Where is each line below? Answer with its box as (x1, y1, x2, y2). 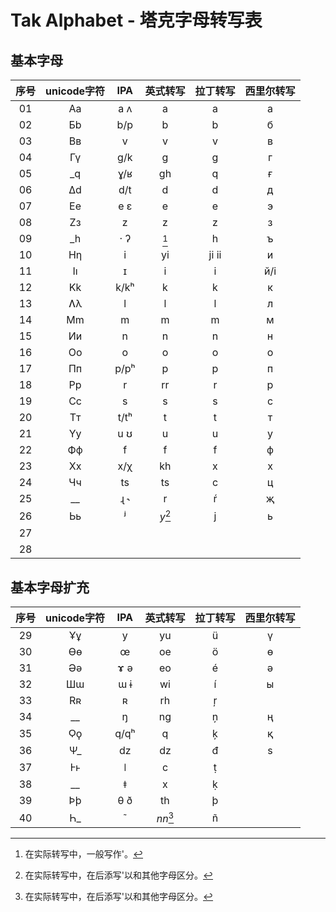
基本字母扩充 (10, 579, 90, 596)
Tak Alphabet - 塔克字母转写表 (10, 9, 263, 32)
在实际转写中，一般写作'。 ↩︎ (24, 848, 144, 860)
